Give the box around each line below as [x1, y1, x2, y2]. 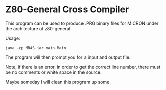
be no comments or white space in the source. [5, 69, 102, 75]
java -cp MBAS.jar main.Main [5, 45, 66, 50]
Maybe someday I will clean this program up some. [5, 79, 111, 85]
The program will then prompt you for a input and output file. [5, 54, 131, 60]
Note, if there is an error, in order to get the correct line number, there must [5, 64, 161, 70]
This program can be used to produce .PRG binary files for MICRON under [5, 20, 159, 26]
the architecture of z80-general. [5, 25, 72, 31]
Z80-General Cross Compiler [5, 4, 129, 15]
